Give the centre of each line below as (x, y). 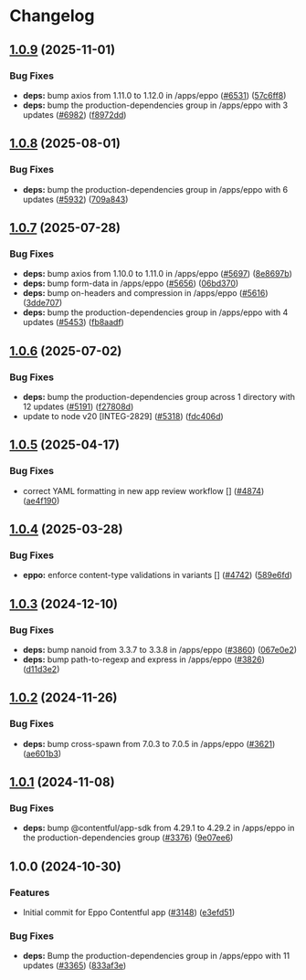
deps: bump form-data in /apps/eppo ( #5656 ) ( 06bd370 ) (131, 283)
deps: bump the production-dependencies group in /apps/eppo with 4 (155, 312)
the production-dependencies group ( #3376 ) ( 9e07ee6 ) (128, 838)
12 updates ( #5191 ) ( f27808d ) (78, 406)
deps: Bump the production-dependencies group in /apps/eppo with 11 (156, 956)
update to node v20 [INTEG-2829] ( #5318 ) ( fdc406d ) (123, 416)
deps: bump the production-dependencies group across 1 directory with (158, 396)
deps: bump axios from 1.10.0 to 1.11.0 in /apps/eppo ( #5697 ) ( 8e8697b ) (157, 274)
